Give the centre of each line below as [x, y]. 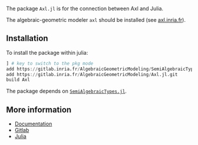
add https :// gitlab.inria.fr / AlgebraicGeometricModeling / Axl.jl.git [92, 74]
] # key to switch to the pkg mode [50, 63]
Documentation [33, 124]
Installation [27, 39]
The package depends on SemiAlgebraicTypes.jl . [66, 91]
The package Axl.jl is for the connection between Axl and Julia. [85, 9]
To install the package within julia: [47, 52]
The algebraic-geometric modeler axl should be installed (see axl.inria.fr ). [96, 20]
